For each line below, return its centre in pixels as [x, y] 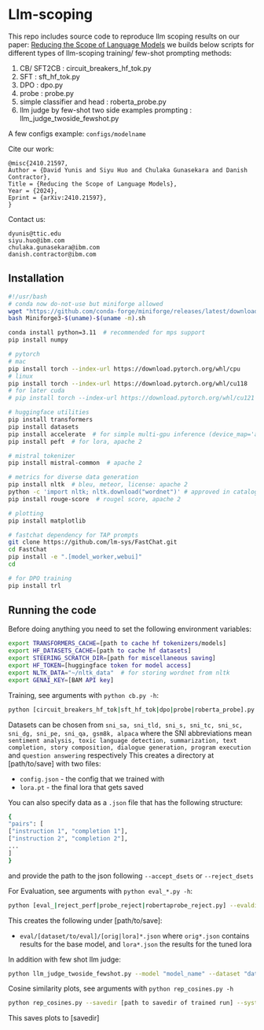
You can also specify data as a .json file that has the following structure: [126, 802]
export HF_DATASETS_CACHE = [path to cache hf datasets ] [100, 651]
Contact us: [27, 219]
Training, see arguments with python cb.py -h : [84, 695]
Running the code [52, 610]
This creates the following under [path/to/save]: [85, 920]
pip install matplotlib [47, 521]
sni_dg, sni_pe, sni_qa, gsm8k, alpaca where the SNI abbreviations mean [130, 733]
